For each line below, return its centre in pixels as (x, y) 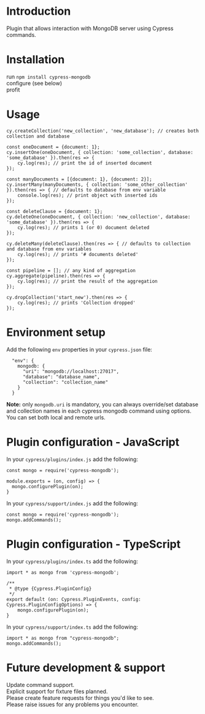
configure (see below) (34, 83)
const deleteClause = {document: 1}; (55, 211)
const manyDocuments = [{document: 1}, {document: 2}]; (79, 179)
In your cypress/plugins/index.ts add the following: (72, 561)
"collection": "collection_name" (65, 382)
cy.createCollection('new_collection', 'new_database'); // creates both (103, 131)
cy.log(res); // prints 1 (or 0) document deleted (83, 227)
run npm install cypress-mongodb (48, 76)
